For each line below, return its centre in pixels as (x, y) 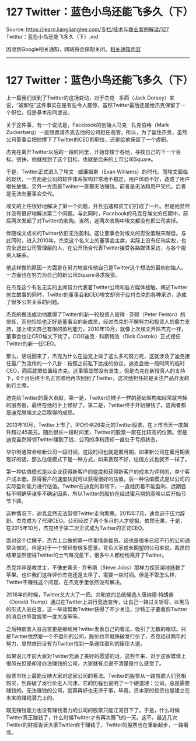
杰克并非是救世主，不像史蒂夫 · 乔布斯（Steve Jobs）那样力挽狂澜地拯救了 (96, 567)
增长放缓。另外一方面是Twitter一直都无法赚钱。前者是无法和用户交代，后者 (96, 186)
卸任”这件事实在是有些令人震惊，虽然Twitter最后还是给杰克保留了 (102, 105)
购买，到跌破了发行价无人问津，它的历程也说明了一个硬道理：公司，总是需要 (98, 683)
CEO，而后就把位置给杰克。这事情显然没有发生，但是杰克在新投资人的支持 (96, 370)
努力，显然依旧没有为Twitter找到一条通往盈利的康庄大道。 (76, 643)
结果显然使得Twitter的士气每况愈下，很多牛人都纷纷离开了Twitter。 (87, 555)
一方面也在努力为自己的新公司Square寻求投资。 (63, 275)
